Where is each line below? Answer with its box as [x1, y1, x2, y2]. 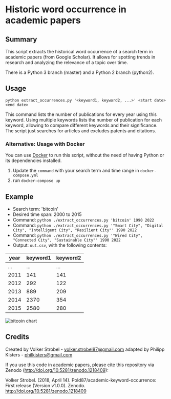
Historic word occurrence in [5, 4, 126, 15]
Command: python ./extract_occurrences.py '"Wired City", [12, 232, 143, 238]
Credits [5, 332, 30, 342]
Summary [5, 35, 37, 44]
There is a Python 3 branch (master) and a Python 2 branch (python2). [5, 69, 155, 75]
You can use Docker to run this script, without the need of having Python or [5, 152, 165, 158]
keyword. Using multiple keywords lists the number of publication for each [5, 116, 162, 123]
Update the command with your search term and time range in [12, 168, 139, 174]
